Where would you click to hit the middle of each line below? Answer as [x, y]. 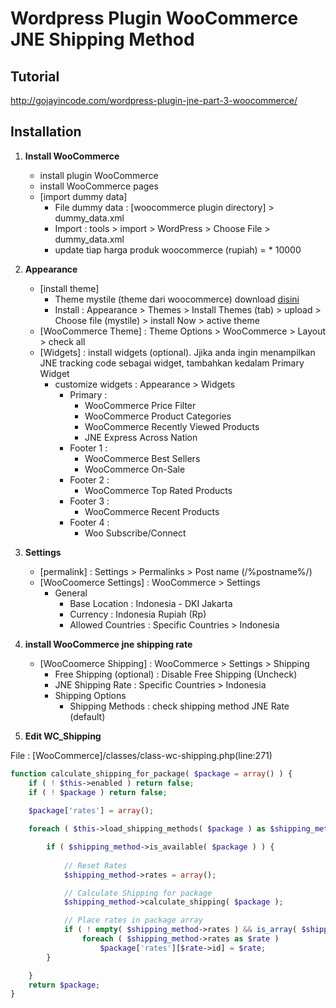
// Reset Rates [95, 865]
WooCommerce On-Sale [135, 469]
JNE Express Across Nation [141, 437]
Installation [46, 132]
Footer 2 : [89, 479]
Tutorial [35, 76]
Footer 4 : [89, 522]
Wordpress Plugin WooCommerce [154, 18]
